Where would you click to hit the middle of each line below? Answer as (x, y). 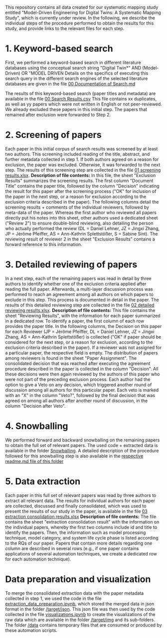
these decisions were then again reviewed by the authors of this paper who (83, 374)
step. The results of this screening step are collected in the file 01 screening (83, 170)
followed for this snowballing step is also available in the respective (74, 456)
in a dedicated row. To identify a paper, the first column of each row (75, 321)
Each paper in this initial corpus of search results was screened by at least (82, 148)
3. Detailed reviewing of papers (71, 265)
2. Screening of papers (53, 135)
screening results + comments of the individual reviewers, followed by (77, 207)
